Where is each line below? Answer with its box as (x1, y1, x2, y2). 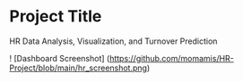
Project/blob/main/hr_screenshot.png (9, 62, 148, 73)
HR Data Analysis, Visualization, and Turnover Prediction (9, 36, 218, 46)
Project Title (9, 6, 102, 27)
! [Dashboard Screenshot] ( (9, 53, 110, 63)
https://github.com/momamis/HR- (108, 53, 235, 63)
